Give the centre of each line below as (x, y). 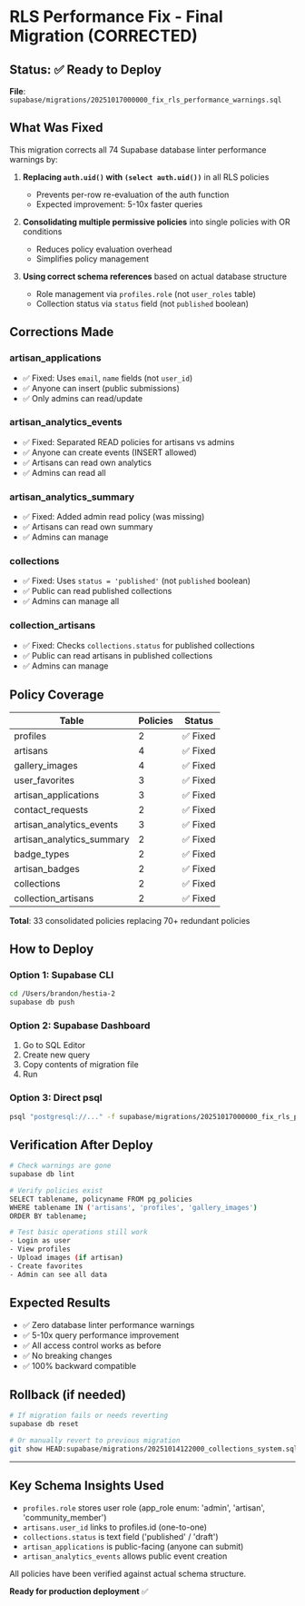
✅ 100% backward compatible (79, 1365)
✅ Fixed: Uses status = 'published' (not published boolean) (137, 581)
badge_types (42, 854)
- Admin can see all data (58, 1274)
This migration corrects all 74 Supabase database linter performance (138, 149)
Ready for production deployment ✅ (79, 1591)
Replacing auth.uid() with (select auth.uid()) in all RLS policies (146, 177)
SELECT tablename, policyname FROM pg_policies (101, 1199)
